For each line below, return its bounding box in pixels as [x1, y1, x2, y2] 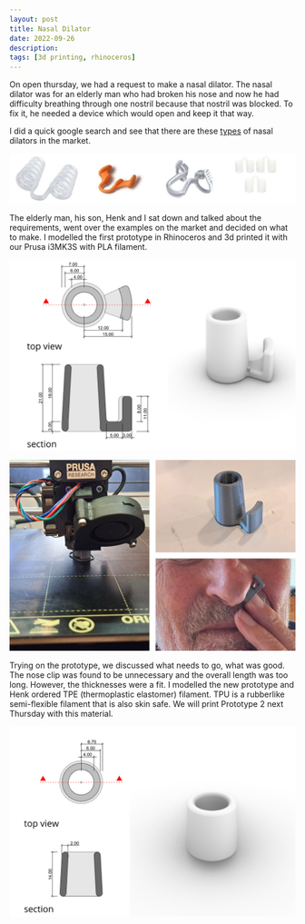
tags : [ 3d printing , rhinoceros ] [9, 53, 136, 63]
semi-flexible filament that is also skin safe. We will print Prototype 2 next [9, 698, 284, 709]
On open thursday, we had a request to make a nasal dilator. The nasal [9, 79, 272, 90]
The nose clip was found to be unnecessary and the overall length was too [9, 669, 289, 681]
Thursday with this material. [9, 708, 113, 719]
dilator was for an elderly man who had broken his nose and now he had [9, 89, 280, 100]
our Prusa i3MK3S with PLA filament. [9, 242, 148, 253]
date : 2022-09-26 [9, 34, 75, 43]
